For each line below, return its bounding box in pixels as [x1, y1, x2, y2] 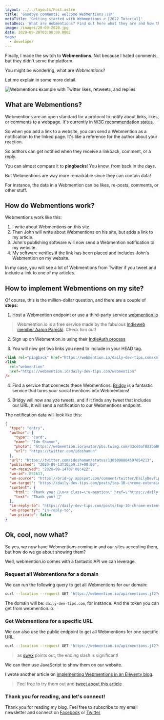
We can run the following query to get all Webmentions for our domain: [5, 582, 148, 587]
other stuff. [5, 187, 27, 193]
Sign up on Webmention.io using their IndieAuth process [12, 336, 126, 342]
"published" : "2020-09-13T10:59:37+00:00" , [9, 462, 99, 467]
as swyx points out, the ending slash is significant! [17, 652, 119, 658]
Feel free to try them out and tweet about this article [17, 681, 122, 687]
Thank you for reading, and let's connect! [5, 693, 105, 700]
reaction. [5, 138, 23, 145]
